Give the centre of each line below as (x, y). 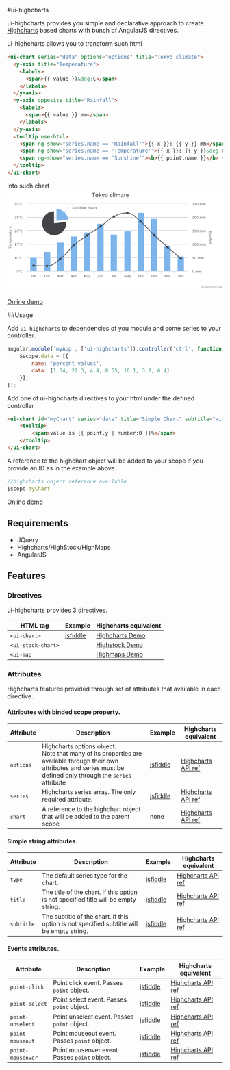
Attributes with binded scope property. (64, 712)
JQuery (28, 539)
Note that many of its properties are (92, 754)
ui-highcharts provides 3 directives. (57, 610)
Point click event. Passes (88, 983)
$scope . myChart (29, 489)
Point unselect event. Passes (93, 1017)
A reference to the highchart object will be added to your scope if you (105, 461)
